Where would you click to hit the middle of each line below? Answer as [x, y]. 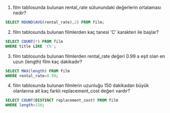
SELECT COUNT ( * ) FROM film [34, 41]
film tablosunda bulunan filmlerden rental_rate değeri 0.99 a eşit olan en [89, 56]
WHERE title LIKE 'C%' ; [31, 46]
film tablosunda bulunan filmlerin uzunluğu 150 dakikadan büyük [81, 86]
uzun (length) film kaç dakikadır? [47, 62]
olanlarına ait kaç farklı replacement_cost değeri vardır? [71, 91]
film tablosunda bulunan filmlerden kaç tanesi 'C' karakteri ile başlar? [86, 32]
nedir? [20, 13]
